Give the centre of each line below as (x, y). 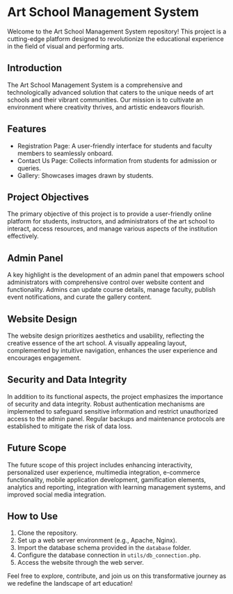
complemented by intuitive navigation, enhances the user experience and (112, 350)
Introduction (35, 68)
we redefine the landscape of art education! (70, 584)
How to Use (33, 516)
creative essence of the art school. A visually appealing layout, (97, 343)
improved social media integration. (57, 494)
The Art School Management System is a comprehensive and (95, 85)
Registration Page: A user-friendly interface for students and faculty (114, 146)
